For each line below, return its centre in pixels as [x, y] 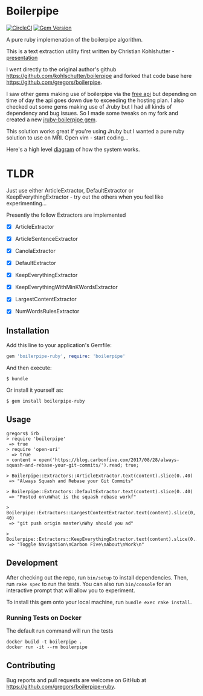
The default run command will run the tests [60, 631]
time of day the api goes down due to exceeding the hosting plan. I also [95, 100]
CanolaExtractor [35, 251]
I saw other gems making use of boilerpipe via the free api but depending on [101, 94]
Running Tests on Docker [44, 618]
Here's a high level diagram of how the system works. [73, 149]
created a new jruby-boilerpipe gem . [52, 120]
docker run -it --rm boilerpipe [47, 647]
